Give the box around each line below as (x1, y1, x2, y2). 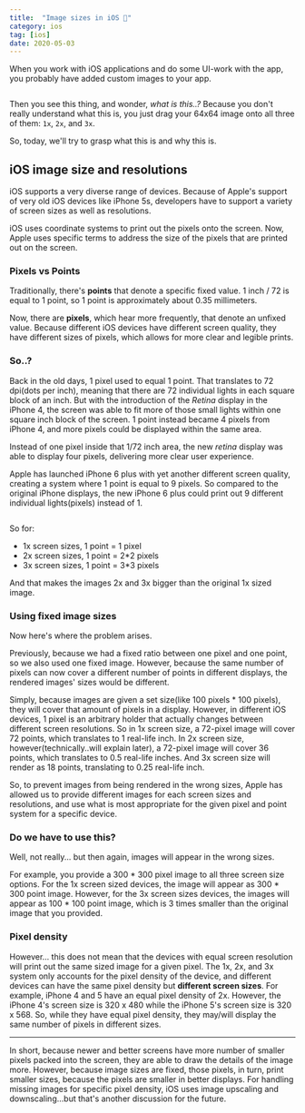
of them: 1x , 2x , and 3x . (9, 118, 95, 129)
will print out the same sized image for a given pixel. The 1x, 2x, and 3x (9, 960, 274, 971)
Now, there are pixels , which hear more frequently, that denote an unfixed (9, 312, 286, 323)
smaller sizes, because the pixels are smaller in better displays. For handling (9, 1073, 294, 1085)
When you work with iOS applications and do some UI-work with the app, (9, 64, 284, 74)
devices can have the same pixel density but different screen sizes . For (9, 980, 279, 990)
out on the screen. (9, 242, 78, 253)
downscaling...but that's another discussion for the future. (9, 1093, 227, 1104)
